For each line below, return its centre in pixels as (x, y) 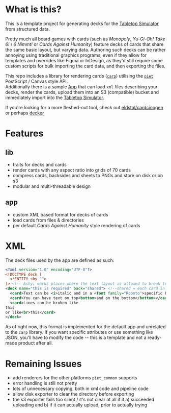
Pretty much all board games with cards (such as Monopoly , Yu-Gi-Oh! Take (85, 39)
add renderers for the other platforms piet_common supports (75, 378)
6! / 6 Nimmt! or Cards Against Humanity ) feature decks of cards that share (84, 44)
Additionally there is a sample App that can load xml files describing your (81, 87)
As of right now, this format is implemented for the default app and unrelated (85, 327)
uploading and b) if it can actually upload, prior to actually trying (80, 405)
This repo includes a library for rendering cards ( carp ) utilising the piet (79, 76)
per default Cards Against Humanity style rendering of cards (76, 225)
